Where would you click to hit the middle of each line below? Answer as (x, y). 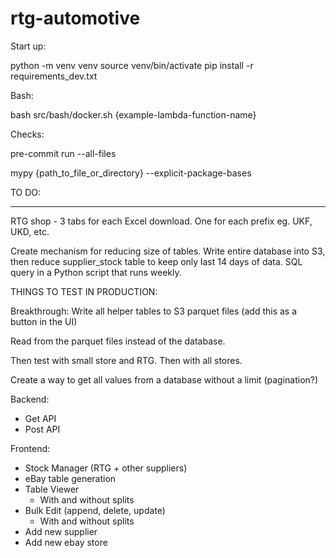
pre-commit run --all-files (63, 153)
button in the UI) (44, 321)
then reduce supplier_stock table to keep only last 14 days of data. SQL (156, 261)
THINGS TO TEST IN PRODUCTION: (84, 291)
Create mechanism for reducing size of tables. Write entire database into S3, (168, 251)
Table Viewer (52, 489)
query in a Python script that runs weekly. (96, 272)
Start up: (28, 46)
